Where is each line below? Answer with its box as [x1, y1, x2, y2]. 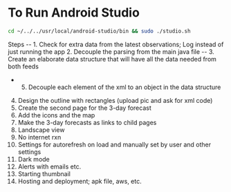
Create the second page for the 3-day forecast [17, 104, 151, 112]
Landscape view [17, 126, 65, 134]
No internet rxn [17, 133, 62, 141]
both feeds [8, 62, 39, 70]
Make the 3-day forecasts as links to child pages [17, 118, 157, 126]
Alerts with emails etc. [17, 162, 82, 171]
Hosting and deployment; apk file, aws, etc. [17, 177, 142, 185]
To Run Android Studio [8, 5, 140, 21]
